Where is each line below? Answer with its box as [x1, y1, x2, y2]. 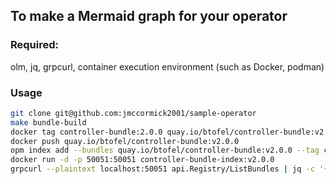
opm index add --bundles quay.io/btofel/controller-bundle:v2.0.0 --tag [10, 145, 320, 156]
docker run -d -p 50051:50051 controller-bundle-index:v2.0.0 [10, 155, 275, 165]
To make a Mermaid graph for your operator [10, 8, 288, 25]
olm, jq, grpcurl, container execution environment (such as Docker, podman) [10, 60, 325, 73]
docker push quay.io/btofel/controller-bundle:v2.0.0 [10, 136, 240, 146]
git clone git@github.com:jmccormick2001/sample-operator [10, 108, 257, 118]
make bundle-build [10, 117, 87, 128]
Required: [10, 38, 60, 52]
